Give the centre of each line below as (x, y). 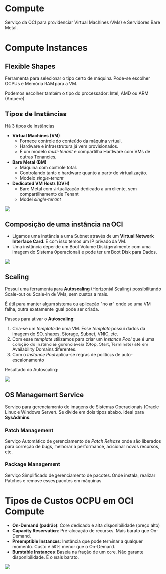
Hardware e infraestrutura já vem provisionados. (69, 146)
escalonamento (28, 360)
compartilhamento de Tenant (49, 194)
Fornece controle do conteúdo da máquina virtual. (71, 141)
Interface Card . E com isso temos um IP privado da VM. (69, 241)
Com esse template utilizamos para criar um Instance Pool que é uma (83, 339)
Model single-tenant (40, 199)
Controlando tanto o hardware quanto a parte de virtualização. (83, 173)
